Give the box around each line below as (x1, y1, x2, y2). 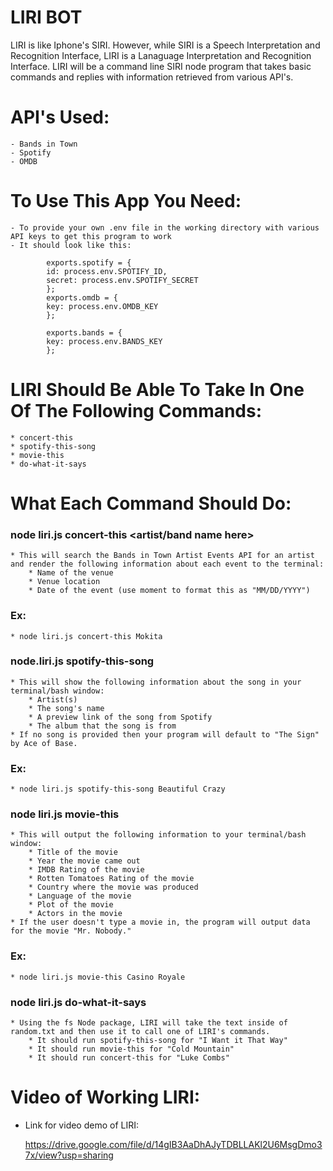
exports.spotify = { (46, 257, 132, 268)
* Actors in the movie (28, 909, 123, 919)
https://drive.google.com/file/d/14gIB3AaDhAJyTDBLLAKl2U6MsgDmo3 (24, 1138, 323, 1150)
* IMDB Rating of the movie (28, 865, 145, 875)
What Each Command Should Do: (10, 492, 292, 515)
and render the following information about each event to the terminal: (10, 559, 325, 570)
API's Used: (10, 106, 110, 129)
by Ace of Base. (10, 738, 78, 748)
